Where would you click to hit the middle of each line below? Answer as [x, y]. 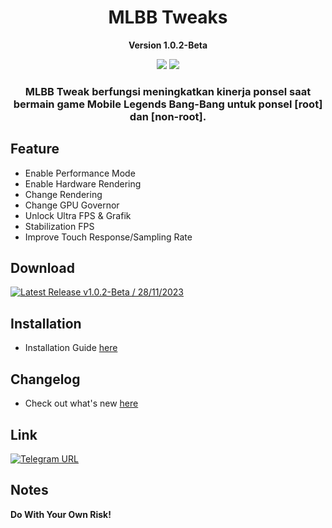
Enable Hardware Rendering [83, 183]
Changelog [45, 379]
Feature [35, 149]
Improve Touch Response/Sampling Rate [108, 237]
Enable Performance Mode [80, 173]
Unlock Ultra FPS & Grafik [78, 215]
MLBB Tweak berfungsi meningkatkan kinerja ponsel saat [168, 91]
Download [42, 268]
